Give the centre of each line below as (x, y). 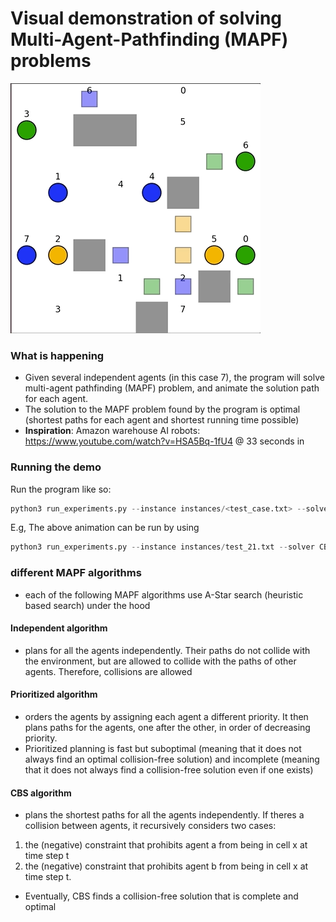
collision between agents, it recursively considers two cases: (150, 826)
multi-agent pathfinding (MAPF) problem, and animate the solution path (172, 388)
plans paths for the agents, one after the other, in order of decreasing (167, 727)
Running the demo (56, 467)
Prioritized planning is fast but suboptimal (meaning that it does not (163, 748)
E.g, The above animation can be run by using (105, 528)
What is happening (57, 355)
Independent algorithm (59, 628)
